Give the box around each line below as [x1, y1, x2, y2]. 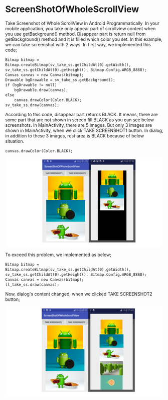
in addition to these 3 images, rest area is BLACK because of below [5, 132, 144, 139]
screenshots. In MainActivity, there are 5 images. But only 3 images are [5, 122, 152, 128]
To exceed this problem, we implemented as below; [5, 252, 112, 258]
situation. [5, 138, 25, 144]
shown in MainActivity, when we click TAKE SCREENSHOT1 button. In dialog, [5, 127, 163, 133]
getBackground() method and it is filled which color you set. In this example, [5, 36, 162, 42]
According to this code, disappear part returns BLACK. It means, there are [5, 111, 158, 117]
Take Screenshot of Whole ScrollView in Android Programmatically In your [5, 20, 159, 26]
